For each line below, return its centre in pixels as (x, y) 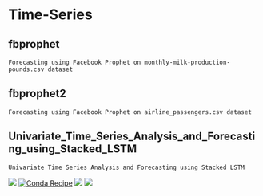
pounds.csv (26, 69)
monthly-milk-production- (187, 62)
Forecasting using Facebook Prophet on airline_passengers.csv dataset (130, 112)
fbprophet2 (37, 94)
